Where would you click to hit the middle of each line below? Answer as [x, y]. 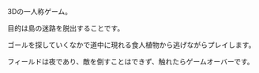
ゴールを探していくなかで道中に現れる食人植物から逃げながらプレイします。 [131, 45]
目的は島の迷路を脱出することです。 [66, 28]
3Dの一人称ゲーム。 [40, 11]
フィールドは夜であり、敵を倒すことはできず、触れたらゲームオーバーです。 [131, 62]
